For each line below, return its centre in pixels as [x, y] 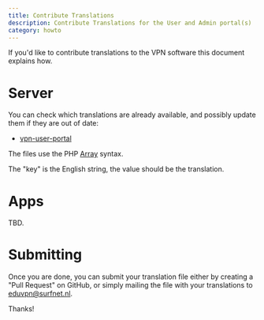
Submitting [45, 255]
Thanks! [21, 309]
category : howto [35, 30]
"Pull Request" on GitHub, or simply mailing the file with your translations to [131, 285]
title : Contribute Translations [61, 15]
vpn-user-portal [46, 138]
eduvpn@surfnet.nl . [41, 294]
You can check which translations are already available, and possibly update [132, 115]
